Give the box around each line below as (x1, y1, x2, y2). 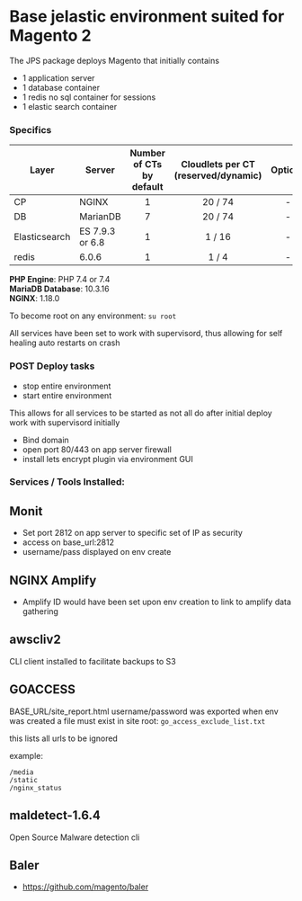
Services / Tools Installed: (9, 476, 126, 488)
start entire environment (22, 389, 112, 401)
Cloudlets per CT (181, 158, 256, 171)
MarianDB (79, 210, 121, 223)
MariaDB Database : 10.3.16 (9, 283, 110, 294)
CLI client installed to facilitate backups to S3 (9, 656, 177, 666)
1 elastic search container (22, 101, 118, 112)
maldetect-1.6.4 (9, 807, 101, 824)
